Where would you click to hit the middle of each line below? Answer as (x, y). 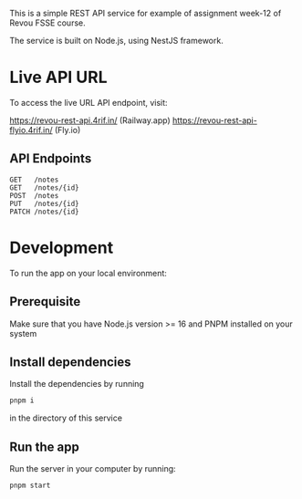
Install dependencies (70, 362)
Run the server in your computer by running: (93, 468)
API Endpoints (51, 159)
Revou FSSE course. (48, 23)
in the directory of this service (66, 418)
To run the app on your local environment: (88, 273)
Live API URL (58, 78)
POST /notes (34, 195)
